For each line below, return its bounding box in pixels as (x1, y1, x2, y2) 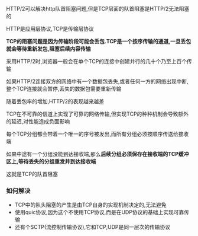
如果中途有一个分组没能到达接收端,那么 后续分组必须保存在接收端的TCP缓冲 (6, 151, 189, 157)
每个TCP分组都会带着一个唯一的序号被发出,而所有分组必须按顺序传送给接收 (6, 130, 189, 138)
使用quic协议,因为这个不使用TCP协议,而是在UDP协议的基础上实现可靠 (14, 209, 184, 216)
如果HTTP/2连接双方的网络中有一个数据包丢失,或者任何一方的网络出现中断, (6, 78, 189, 85)
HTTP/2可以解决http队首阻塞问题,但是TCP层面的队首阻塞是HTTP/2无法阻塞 (6, 5, 190, 12)
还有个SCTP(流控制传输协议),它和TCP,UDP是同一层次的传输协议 (14, 224, 170, 231)
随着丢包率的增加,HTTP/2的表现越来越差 (6, 98, 105, 105)
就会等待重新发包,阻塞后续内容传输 (6, 45, 91, 52)
